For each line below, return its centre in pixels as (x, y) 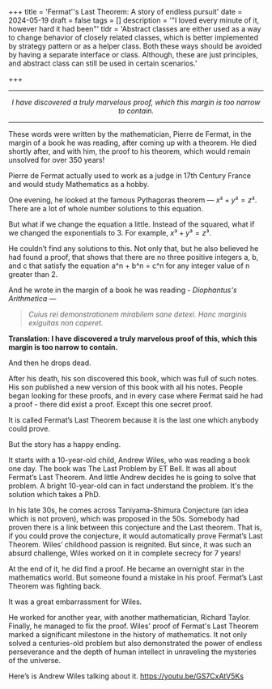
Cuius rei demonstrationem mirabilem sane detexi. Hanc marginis (138, 314)
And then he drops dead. (50, 363)
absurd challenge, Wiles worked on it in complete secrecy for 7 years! (125, 553)
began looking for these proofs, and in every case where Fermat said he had (136, 396)
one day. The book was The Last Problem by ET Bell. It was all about (123, 468)
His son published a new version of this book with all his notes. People (125, 387)
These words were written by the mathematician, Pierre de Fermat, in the (130, 134)
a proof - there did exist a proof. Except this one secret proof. (110, 404)
